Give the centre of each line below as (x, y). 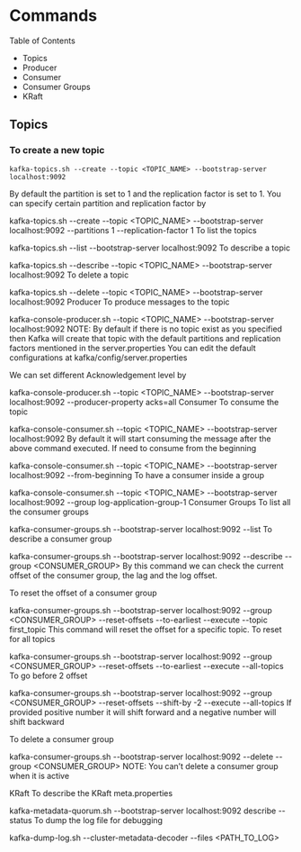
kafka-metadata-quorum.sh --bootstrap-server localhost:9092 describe (143, 811)
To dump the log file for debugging (99, 820)
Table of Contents (43, 41)
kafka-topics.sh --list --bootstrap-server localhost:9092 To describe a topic (150, 248)
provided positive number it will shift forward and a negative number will (143, 712)
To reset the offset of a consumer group (83, 593)
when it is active (40, 775)
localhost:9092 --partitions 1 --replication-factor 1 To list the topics (133, 230)
